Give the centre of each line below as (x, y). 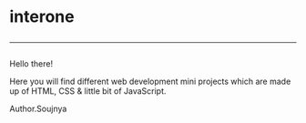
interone (42, 17)
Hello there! (31, 64)
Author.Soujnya (38, 109)
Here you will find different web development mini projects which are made (150, 82)
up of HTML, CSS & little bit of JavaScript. (88, 91)
